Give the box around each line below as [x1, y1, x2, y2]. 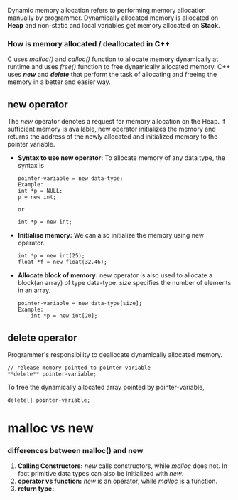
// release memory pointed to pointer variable [7, 364, 151, 371]
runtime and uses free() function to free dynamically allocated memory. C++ [7, 63, 231, 71]
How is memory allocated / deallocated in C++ [7, 38, 171, 48]
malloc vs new [7, 420, 94, 437]
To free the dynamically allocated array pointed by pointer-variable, [7, 383, 205, 391]
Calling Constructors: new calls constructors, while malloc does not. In [17, 462, 228, 470]
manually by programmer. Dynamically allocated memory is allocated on [7, 14, 219, 22]
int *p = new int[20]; [31, 312, 98, 319]
